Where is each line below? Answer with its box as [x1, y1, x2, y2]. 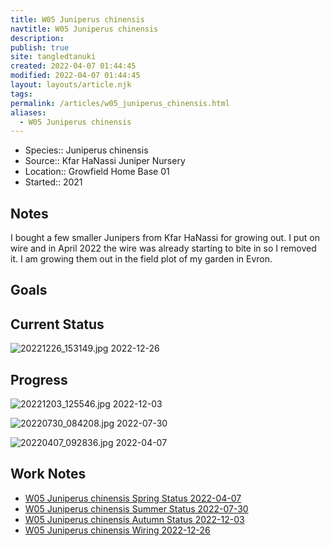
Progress [10, 371, 68, 388]
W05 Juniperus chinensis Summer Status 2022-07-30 [24, 502, 249, 515]
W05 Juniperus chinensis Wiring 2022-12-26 [24, 524, 211, 536]
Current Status [10, 316, 105, 333]
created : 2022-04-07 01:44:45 [10, 61, 137, 71]
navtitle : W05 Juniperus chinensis [10, 24, 159, 34]
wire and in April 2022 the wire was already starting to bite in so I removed [10, 242, 317, 255]
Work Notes [10, 466, 87, 483]
